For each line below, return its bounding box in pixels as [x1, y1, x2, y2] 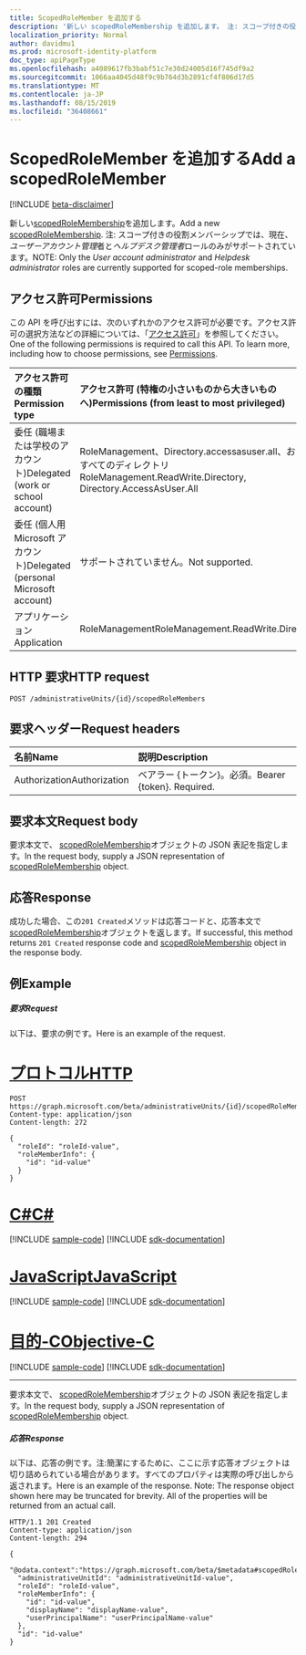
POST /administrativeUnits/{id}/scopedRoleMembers [9, 694, 206, 703]
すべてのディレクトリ [79, 459, 170, 471]
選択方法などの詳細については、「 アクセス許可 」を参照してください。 [25, 328, 284, 338]
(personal [14, 571, 56, 584]
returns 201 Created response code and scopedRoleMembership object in [9, 937, 287, 949]
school [14, 490, 44, 503]
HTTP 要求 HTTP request [9, 670, 150, 685]
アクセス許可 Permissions [9, 291, 153, 307]
